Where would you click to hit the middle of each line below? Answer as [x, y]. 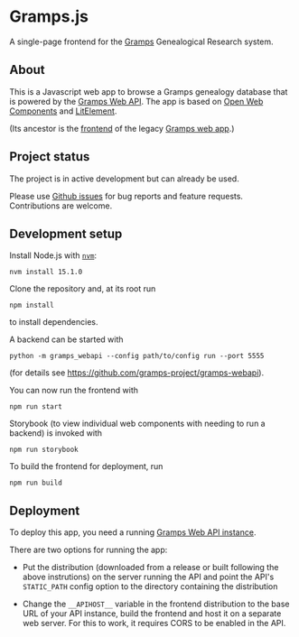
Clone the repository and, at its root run [83, 289]
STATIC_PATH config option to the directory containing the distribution [150, 586]
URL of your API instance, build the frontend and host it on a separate [152, 614]
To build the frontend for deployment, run [86, 466]
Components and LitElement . [63, 111]
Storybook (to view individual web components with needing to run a [137, 424]
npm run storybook [44, 450]
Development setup [66, 233]
